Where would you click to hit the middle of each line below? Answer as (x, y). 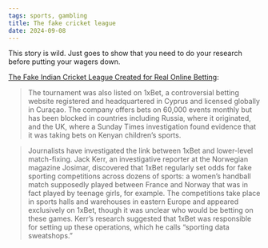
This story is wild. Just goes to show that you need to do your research (125, 54)
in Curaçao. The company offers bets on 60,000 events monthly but (140, 110)
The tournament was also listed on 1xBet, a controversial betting (134, 93)
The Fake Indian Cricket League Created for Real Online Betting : (114, 78)
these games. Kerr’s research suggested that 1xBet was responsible (140, 219)
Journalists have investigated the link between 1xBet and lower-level (140, 151)
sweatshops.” (50, 236)
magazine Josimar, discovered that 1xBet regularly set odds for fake (140, 168)
